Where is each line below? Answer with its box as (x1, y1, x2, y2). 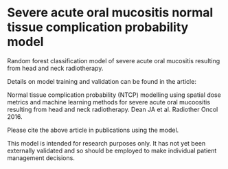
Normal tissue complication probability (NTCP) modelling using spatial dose (7, 91, 221, 99)
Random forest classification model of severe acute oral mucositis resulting (7, 56, 220, 65)
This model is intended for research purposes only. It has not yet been (7, 139, 206, 147)
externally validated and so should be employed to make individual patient (7, 146, 217, 155)
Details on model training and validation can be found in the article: (7, 77, 197, 85)
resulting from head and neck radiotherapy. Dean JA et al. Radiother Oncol (7, 105, 218, 113)
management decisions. (7, 153, 76, 162)
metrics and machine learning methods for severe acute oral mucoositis (7, 98, 211, 106)
